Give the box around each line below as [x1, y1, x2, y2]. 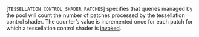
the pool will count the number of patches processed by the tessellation [6, 12, 186, 19]
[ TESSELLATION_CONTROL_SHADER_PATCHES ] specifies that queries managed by [6, 5, 193, 12]
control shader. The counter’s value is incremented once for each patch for [6, 18, 193, 25]
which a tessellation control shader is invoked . [6, 24, 122, 32]
